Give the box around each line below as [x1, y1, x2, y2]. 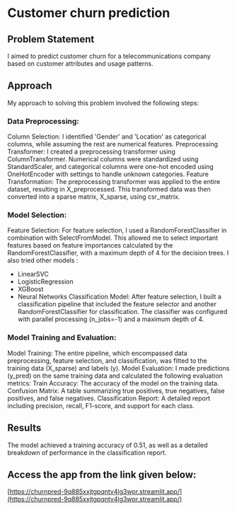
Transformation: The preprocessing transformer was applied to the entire [7, 178, 221, 186]
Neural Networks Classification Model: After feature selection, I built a [17, 292, 221, 301]
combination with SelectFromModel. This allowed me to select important [7, 233, 218, 242]
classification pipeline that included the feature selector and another [17, 300, 217, 308]
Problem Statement [7, 33, 95, 45]
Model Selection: [7, 210, 67, 220]
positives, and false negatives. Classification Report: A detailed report [7, 394, 211, 402]
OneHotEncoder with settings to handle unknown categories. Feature [7, 170, 209, 178]
